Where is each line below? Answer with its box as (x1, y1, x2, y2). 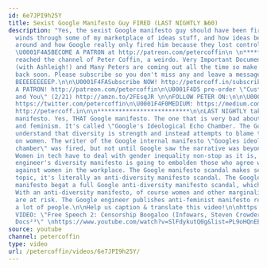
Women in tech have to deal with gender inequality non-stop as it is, (15, 151, 258, 159)
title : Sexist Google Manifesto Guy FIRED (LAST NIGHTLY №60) (8, 19, 219, 27)
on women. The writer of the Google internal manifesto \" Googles (15, 136, 240, 145)
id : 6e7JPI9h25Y (8, 11, 62, 20)
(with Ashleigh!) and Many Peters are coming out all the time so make (15, 63, 258, 71)
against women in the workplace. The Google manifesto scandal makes (15, 167, 250, 174)
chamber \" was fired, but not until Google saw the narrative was (15, 144, 240, 152)
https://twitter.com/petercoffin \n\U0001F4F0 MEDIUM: (15, 100, 194, 108)
